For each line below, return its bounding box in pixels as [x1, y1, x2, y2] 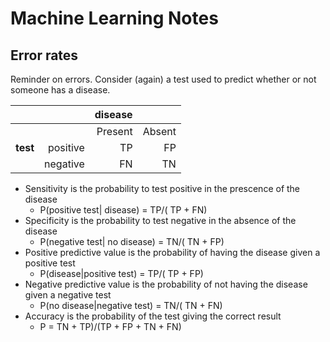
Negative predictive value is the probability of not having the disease [24, 278, 308, 290]
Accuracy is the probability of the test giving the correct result [24, 310, 282, 322]
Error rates [10, 47, 79, 64]
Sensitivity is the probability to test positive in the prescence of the [24, 183, 301, 194]
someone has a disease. [10, 84, 111, 96]
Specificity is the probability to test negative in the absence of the [24, 215, 297, 226]
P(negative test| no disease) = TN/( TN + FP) [39, 236, 225, 247]
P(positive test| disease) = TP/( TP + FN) [39, 204, 208, 216]
